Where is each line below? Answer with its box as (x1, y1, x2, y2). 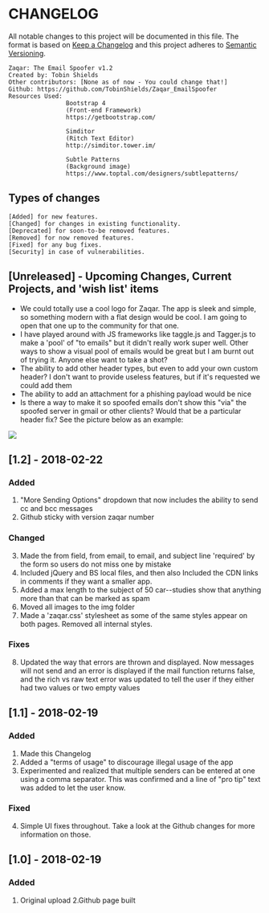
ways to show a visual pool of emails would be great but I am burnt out (19, 346, 255, 356)
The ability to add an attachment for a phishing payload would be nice (19, 389, 251, 399)
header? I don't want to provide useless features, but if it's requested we (19, 371, 261, 382)
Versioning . (8, 48, 47, 58)
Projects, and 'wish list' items (8, 282, 159, 296)
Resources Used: (8, 92, 63, 100)
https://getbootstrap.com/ (65, 113, 157, 121)
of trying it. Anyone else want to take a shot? (19, 354, 168, 364)
